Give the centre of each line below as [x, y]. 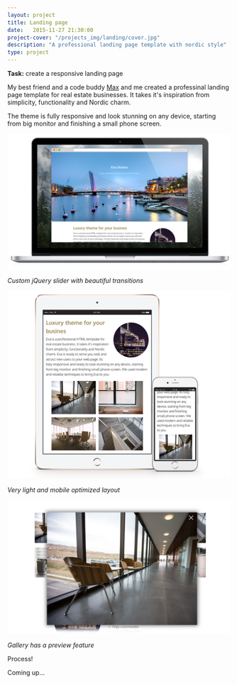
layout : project [31, 15]
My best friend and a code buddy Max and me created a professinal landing [118, 87]
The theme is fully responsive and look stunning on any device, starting [112, 116]
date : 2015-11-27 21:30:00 [50, 30]
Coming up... [26, 673]
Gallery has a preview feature [51, 645]
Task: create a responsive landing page [65, 73]
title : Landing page [38, 22]
